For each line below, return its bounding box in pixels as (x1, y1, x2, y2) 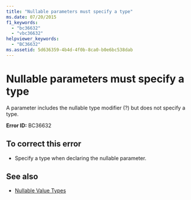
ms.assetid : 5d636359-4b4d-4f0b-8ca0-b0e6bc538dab (6, 47, 133, 53)
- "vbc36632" (11, 31, 44, 36)
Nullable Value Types (14, 187, 67, 194)
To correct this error (6, 139, 81, 149)
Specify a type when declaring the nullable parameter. (14, 154, 147, 162)
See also (6, 171, 38, 181)
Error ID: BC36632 (6, 122, 52, 129)
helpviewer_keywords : (6, 36, 60, 42)
